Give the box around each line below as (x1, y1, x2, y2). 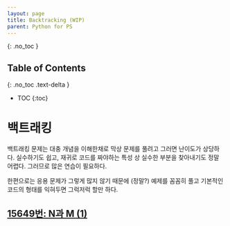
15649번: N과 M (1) (7, 207, 88, 219)
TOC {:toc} (17, 94, 48, 103)
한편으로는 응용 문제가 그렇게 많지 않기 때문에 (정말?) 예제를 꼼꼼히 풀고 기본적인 (7, 177, 224, 185)
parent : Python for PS (7, 23, 73, 30)
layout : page (7, 10, 45, 17)
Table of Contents (7, 62, 87, 73)
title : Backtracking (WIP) (7, 17, 85, 24)
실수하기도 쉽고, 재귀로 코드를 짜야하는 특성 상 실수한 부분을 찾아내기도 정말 (16, 153, 220, 162)
